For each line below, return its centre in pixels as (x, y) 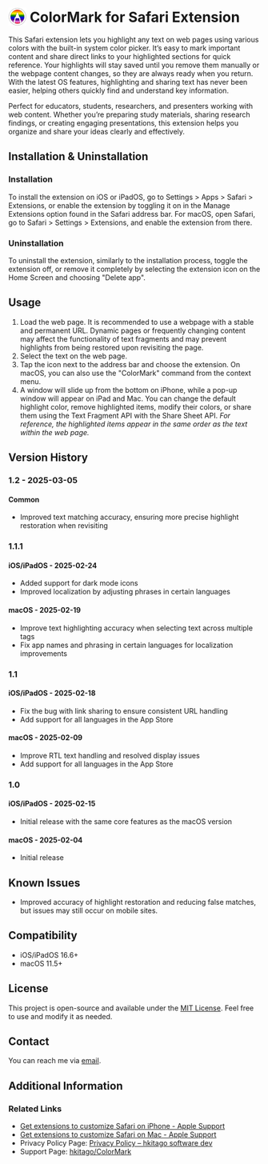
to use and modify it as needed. (60, 1016)
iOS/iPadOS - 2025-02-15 (52, 804)
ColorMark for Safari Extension (134, 17)
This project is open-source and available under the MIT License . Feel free (131, 1008)
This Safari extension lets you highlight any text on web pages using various (134, 39)
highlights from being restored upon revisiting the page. (112, 347)
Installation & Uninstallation (78, 156)
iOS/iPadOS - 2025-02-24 (53, 565)
